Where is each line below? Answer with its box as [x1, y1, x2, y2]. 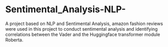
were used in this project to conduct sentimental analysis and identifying [5, 26, 158, 32]
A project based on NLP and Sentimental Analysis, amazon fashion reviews [5, 20, 163, 27]
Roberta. [5, 37, 23, 43]
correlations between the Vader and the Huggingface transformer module [5, 31, 160, 37]
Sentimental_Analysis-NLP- [5, 4, 126, 15]
